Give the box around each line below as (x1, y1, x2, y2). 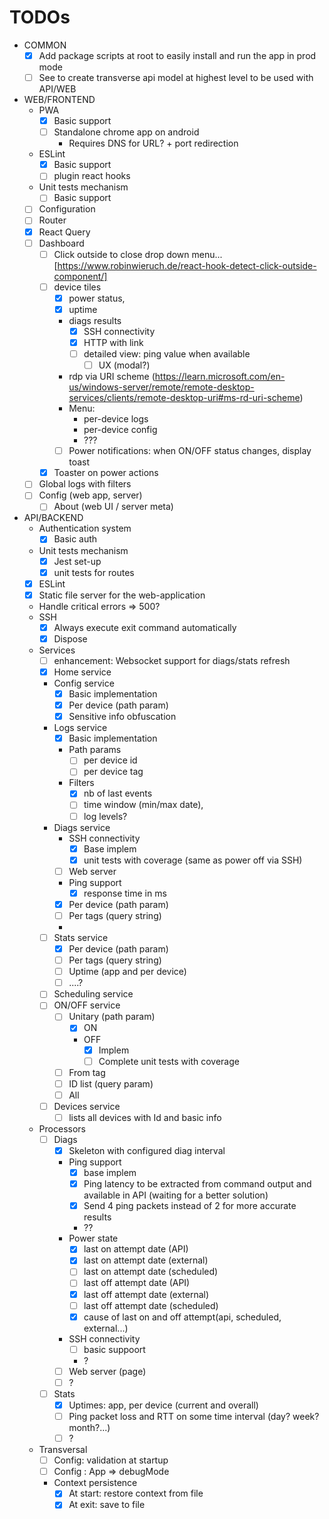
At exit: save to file (68, 1499, 146, 1511)
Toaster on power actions (53, 467, 159, 479)
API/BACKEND (23, 512, 84, 524)
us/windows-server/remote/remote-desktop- (68, 381, 255, 393)
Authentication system (38, 522, 132, 535)
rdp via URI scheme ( (68, 371, 156, 383)
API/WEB (38, 83, 77, 95)
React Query (38, 226, 91, 238)
